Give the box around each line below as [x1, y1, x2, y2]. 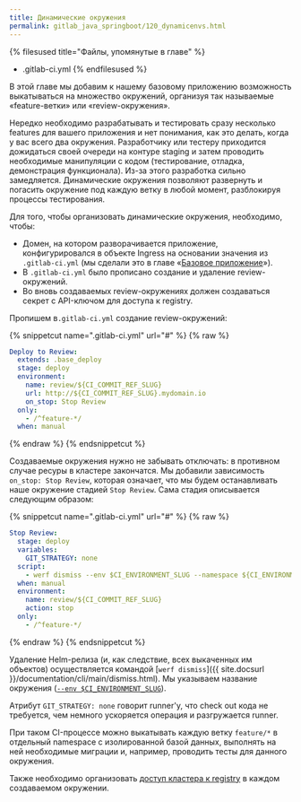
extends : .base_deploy [17, 355, 102, 364]
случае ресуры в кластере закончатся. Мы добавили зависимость [9, 466, 265, 476]
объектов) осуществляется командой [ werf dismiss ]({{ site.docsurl [9, 663, 264, 674]
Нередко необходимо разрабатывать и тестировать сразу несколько [9, 118, 276, 128]
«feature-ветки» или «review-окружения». [9, 100, 170, 110]
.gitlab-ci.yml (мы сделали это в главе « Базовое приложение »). [21, 257, 273, 267]
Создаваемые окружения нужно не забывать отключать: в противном [9, 456, 280, 466]
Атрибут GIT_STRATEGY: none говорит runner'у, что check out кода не [9, 700, 269, 710]
